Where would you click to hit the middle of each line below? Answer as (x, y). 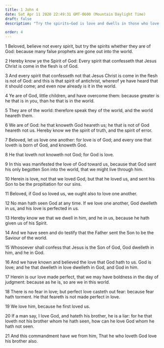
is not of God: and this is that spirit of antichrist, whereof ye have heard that (82, 81)
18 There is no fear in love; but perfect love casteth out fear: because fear (80, 292)
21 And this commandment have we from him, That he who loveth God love (81, 336)
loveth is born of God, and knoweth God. (46, 145)
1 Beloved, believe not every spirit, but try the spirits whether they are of (78, 46)
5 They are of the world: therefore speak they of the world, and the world (79, 111)
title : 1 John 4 (22, 10)
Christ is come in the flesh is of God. (42, 66)
